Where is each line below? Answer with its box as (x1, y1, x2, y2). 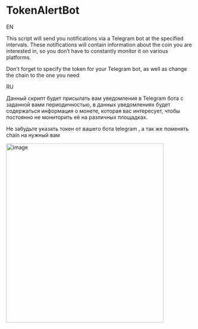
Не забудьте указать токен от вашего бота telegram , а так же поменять (6, 125, 189, 132)
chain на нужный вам (6, 131, 61, 139)
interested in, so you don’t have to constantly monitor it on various (6, 47, 168, 54)
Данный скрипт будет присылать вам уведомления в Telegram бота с (6, 95, 184, 102)
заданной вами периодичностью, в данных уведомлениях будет (6, 101, 171, 108)
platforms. (6, 54, 32, 61)
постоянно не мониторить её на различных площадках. (6, 114, 148, 121)
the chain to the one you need (6, 71, 80, 79)
